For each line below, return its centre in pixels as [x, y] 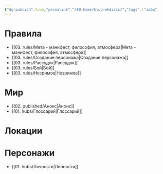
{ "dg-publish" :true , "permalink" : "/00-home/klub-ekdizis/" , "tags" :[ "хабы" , [82, 9]
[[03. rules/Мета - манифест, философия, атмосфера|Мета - [74, 47]
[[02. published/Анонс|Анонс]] [43, 106]
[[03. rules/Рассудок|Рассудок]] [45, 62]
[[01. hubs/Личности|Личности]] [45, 166]
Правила [23, 33]
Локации [23, 130]
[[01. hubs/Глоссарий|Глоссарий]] [47, 111]
